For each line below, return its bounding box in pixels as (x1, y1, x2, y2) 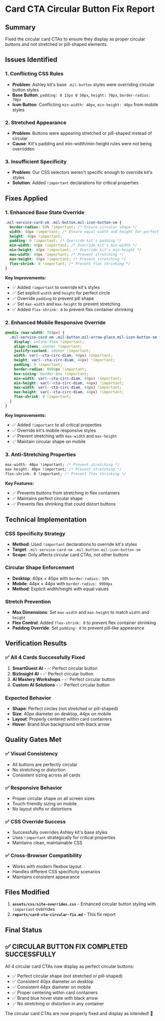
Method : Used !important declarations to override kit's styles (12, 542, 137, 547)
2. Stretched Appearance (5, 119, 67, 126)
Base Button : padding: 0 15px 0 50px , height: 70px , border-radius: (12, 92, 151, 98)
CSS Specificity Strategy (5, 530, 65, 537)
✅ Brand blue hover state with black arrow (12, 995, 98, 1001)
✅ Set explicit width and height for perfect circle (12, 289, 110, 296)
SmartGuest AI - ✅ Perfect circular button (12, 665, 98, 671)
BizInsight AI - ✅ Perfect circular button (12, 670, 94, 676)
